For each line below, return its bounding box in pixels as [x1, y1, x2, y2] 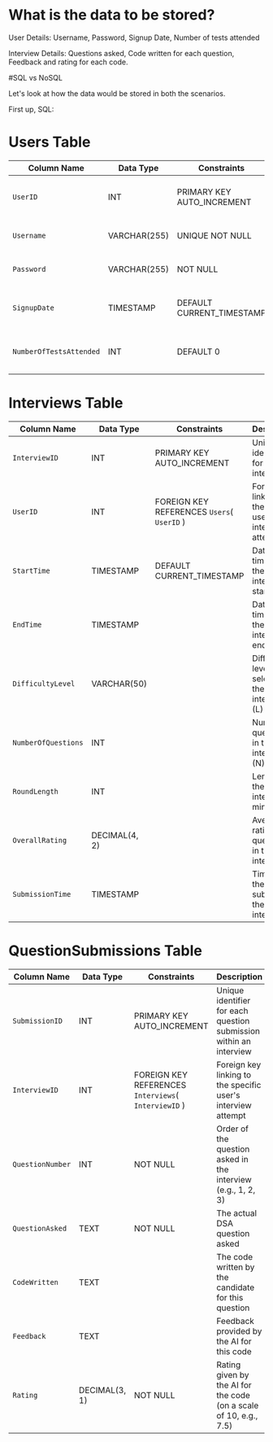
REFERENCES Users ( [154, 506, 234, 518]
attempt [216, 1109, 246, 1121]
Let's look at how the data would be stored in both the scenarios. [8, 88, 226, 98]
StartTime [12, 566, 50, 575]
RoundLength [12, 787, 59, 796]
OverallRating [12, 836, 67, 845]
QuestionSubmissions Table [8, 942, 203, 959]
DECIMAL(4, [91, 829, 139, 841]
